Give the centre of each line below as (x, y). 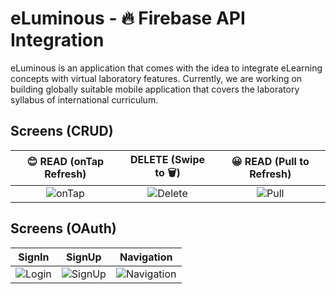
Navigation (146, 257)
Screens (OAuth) (63, 228)
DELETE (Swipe (168, 159)
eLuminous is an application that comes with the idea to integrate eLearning (166, 68)
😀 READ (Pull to (270, 162)
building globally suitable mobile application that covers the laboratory (155, 89)
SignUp (83, 257)
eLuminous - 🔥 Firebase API (128, 18)
